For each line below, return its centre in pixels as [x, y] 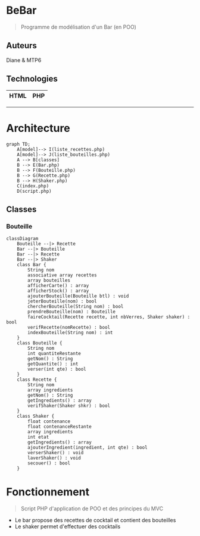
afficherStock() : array [58, 291]
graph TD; [18, 144]
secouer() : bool [49, 463]
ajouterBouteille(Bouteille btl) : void [78, 296]
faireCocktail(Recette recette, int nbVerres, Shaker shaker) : [109, 317]
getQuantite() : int [53, 364]
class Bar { [32, 265]
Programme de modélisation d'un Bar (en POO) [79, 27]
